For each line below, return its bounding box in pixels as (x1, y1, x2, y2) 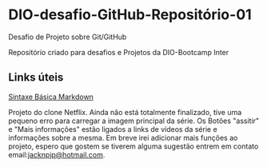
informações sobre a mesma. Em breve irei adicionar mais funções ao (8, 133, 238, 142)
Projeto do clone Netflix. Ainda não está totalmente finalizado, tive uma (8, 107, 242, 117)
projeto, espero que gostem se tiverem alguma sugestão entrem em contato (8, 141, 259, 151)
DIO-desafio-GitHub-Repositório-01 (8, 6, 252, 24)
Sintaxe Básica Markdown (8, 92, 94, 101)
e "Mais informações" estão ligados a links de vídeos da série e (8, 124, 217, 133)
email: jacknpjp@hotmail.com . (8, 149, 106, 159)
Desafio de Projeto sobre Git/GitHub (8, 32, 127, 42)
